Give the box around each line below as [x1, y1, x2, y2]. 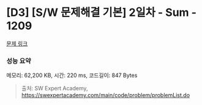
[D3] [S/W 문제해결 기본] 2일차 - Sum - [6, 5, 197, 20]
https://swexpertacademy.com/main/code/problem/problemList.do [21, 92, 190, 99]
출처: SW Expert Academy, [21, 85, 88, 92]
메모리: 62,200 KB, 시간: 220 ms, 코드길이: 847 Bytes [6, 71, 138, 79]
